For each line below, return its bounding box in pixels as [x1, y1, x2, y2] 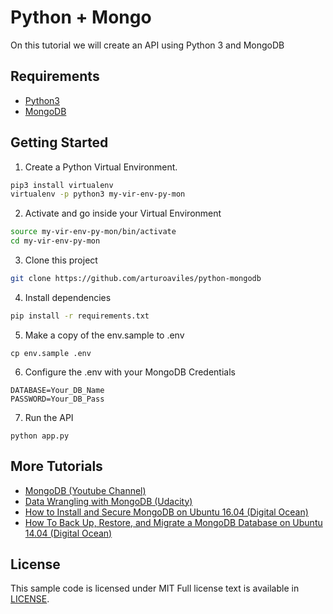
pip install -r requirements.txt [10, 311, 150, 321]
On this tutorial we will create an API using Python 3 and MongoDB [10, 39, 285, 51]
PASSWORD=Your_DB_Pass [10, 394, 105, 404]
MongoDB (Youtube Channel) [24, 484, 147, 496]
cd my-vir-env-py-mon [10, 236, 101, 246]
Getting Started [10, 134, 109, 151]
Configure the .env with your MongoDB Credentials [24, 366, 236, 378]
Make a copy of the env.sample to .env [24, 329, 185, 341]
